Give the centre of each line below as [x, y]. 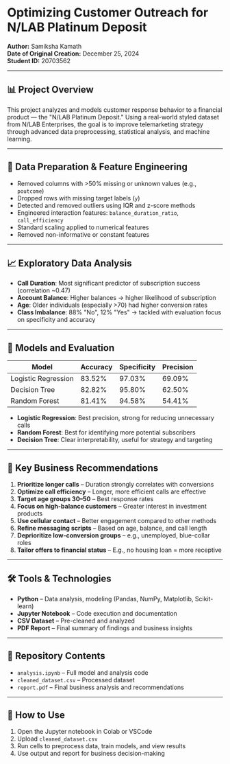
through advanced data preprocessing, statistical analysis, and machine [108, 131]
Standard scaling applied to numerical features [83, 227]
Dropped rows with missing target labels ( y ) [78, 198]
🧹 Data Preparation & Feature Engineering [98, 167]
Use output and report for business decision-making [91, 754]
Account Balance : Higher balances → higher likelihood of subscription [117, 298]
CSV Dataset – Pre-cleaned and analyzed [76, 621]
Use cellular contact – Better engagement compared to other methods [117, 521]
